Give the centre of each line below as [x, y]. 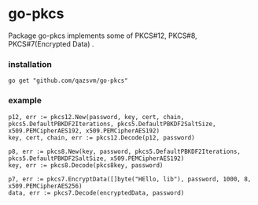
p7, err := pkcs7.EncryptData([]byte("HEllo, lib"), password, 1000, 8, [130, 179]
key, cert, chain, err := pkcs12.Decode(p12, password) [101, 138]
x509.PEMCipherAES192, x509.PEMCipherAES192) [84, 131]
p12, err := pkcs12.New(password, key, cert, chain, [96, 117]
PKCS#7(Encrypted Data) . [51, 43]
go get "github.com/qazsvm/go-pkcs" [68, 81]
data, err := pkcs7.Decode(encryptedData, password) [96, 193]
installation [30, 64]
